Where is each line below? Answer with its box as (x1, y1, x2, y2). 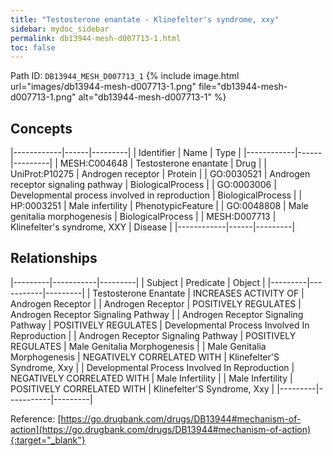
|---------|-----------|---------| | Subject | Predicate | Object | (10, 276, 266, 288)
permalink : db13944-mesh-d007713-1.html (10, 33, 182, 43)
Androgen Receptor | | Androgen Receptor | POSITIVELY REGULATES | (10, 297, 302, 310)
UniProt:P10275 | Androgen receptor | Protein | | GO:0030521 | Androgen (10, 168, 311, 180)
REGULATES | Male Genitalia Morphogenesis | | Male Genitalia (10, 340, 267, 352)
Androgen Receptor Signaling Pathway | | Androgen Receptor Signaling (10, 308, 304, 320)
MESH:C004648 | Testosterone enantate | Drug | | (59, 157, 267, 170)
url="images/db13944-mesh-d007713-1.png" (10, 81, 197, 93)
